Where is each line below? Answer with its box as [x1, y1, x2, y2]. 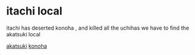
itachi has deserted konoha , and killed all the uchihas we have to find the [6, 24, 190, 31]
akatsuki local [6, 30, 41, 37]
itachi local [6, 4, 62, 18]
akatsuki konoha [6, 42, 47, 50]
